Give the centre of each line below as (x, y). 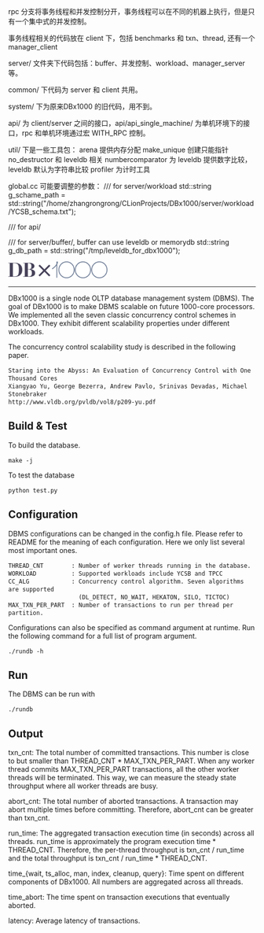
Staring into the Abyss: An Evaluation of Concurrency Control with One (130, 371)
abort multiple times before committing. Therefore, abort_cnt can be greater (131, 809)
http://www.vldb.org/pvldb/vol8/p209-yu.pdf (82, 402)
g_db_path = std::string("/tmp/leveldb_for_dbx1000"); (94, 251)
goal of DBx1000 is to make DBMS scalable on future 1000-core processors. (132, 307)
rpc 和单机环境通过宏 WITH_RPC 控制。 (86, 133)
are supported (31, 589)
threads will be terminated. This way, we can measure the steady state (123, 778)
